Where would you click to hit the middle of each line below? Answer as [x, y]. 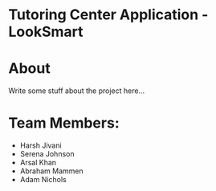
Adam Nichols [43, 180]
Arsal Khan [38, 163]
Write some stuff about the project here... [77, 91]
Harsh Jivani [41, 145]
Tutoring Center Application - [108, 15]
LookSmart [46, 32]
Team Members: [64, 123]
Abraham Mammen [51, 171]
